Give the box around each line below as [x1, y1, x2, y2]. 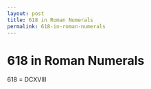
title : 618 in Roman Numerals [7, 17, 94, 23]
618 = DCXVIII [7, 75, 47, 83]
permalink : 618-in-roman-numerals [7, 23, 106, 30]
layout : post [7, 10, 45, 17]
